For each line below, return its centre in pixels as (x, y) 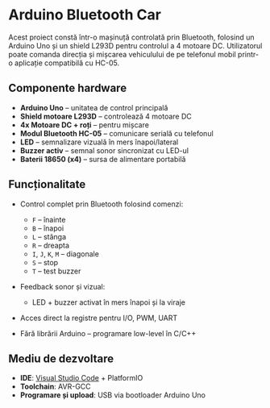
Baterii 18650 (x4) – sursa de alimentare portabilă (103, 159)
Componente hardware (68, 88)
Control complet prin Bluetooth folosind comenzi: (102, 204)
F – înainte (49, 219)
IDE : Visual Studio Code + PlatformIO (81, 378)
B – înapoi (48, 228)
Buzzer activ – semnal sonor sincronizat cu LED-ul (104, 150)
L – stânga (49, 236)
